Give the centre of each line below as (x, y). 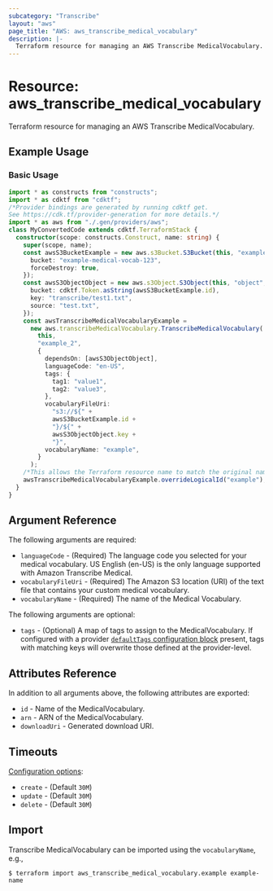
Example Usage (49, 152)
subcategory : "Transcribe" (54, 16)
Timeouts (33, 751)
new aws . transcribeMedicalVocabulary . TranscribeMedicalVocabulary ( (147, 328)
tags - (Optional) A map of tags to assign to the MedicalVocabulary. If (136, 630)
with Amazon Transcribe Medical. (76, 573)
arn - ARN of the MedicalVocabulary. (82, 718)
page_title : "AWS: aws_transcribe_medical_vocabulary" (103, 31)
